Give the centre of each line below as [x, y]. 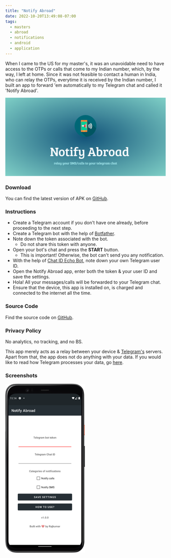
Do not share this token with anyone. [59, 244]
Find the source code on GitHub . [39, 317]
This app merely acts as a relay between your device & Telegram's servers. [84, 352]
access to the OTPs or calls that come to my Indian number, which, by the [82, 69]
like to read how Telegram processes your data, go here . [64, 362]
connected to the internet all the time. [52, 293]
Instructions [21, 212]
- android [20, 43]
